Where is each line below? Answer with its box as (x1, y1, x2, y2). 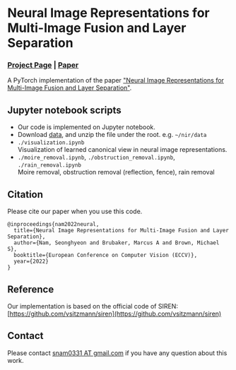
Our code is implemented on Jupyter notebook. (17, 123, 155, 131)
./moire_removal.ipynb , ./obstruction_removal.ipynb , (17, 153, 175, 162)
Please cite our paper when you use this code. (7, 207, 143, 216)
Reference (7, 283, 54, 295)
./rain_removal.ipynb (17, 162, 81, 169)
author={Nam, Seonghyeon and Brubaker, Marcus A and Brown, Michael (13, 239, 220, 246)
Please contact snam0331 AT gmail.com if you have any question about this (7, 348, 228, 357)
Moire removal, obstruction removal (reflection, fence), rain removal (17, 168, 215, 177)
